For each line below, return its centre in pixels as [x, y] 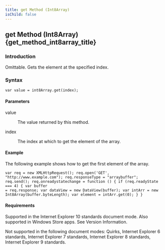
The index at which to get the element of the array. [69, 141]
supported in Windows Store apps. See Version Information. [66, 222]
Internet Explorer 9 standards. [36, 242]
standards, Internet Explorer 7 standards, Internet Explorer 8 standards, [78, 237]
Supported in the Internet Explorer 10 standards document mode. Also [77, 217]
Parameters [17, 101]
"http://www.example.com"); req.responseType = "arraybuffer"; [72, 177]
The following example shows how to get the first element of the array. [77, 164]
